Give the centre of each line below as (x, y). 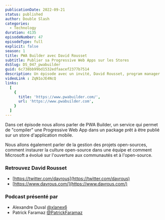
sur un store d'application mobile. (39, 135)
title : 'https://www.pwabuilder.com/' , (59, 97)
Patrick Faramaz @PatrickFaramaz (47, 213)
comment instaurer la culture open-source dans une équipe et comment (79, 150)
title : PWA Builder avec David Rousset (46, 55)
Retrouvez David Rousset (36, 168)
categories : (17, 23)
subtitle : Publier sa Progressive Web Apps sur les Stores (67, 60)
